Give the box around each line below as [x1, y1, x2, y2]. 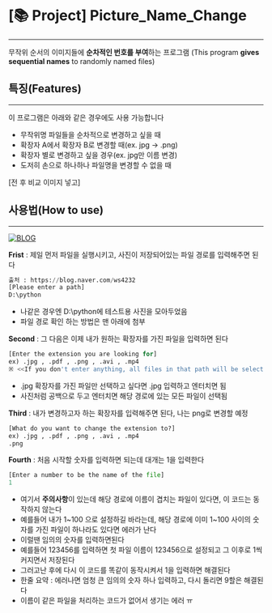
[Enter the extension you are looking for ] [8, 350, 158, 359]
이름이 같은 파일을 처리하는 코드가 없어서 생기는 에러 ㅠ [19, 596, 193, 606]
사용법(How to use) [8, 203, 104, 217]
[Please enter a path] [8, 283, 85, 292]
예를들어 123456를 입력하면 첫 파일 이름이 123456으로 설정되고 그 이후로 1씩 [19, 545, 263, 555]
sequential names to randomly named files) [8, 56, 155, 66]
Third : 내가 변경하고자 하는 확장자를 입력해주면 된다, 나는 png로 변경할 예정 [8, 408, 249, 418]
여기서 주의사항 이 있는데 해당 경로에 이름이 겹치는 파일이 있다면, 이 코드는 [19, 495, 252, 504]
